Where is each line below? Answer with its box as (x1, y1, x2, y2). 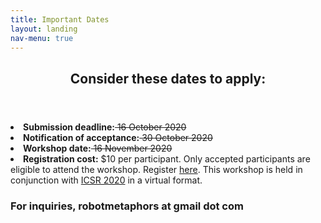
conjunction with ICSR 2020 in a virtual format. (10, 174, 203, 186)
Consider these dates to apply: (69, 70, 267, 87)
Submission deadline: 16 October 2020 (23, 121, 187, 133)
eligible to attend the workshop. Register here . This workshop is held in (10, 163, 303, 175)
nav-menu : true (10, 33, 74, 43)
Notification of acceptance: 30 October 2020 (23, 131, 213, 143)
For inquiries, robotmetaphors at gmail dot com (10, 199, 244, 213)
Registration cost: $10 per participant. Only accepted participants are (23, 152, 311, 165)
